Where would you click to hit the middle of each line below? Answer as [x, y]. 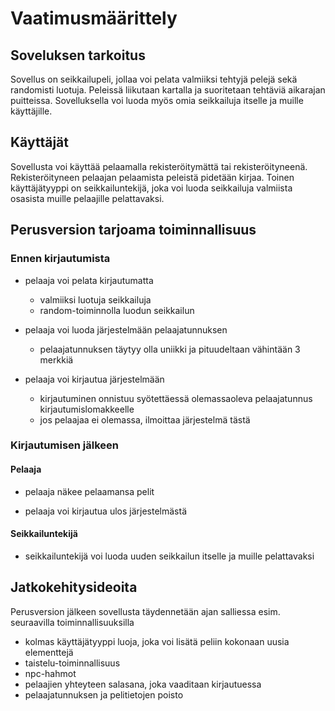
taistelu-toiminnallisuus [72, 663]
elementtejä [49, 652]
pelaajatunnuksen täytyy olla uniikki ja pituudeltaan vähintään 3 [170, 349]
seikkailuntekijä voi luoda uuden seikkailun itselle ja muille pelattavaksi [169, 556]
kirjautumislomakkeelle [87, 409]
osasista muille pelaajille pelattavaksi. [87, 198]
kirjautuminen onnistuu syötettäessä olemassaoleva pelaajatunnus [176, 398]
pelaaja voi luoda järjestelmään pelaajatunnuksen [126, 329]
